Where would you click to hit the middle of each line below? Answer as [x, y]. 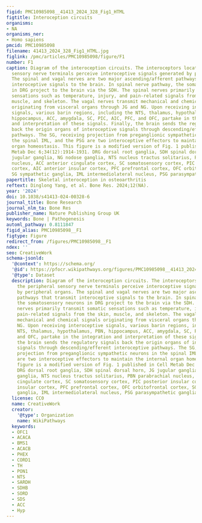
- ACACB [21, 449]
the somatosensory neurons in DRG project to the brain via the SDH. [106, 303]
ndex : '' [17, 247]
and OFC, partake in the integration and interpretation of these [102, 337]
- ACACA [21, 437]
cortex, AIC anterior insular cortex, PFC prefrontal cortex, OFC [96, 169]
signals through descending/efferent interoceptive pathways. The [102, 348]
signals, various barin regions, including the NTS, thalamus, [92, 113]
